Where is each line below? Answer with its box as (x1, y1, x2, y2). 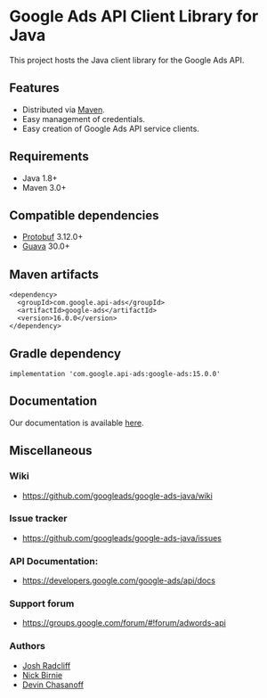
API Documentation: (9, 554, 99, 567)
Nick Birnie (21, 669, 63, 680)
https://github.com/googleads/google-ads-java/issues (21, 532, 222, 543)
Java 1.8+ (21, 172, 58, 184)
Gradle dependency (9, 346, 122, 361)
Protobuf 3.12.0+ (21, 232, 84, 242)
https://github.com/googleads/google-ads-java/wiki (21, 490, 214, 501)
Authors (9, 640, 46, 653)
